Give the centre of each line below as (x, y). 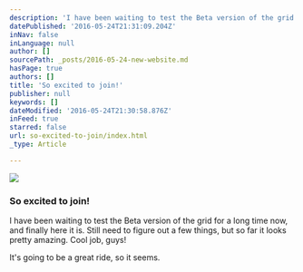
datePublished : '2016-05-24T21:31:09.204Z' (93, 26)
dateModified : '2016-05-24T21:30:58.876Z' (91, 111)
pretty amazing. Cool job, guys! (68, 240)
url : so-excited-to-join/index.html (78, 136)
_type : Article (38, 144)
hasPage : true (36, 69)
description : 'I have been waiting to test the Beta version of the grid (152, 18)
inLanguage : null (42, 43)
